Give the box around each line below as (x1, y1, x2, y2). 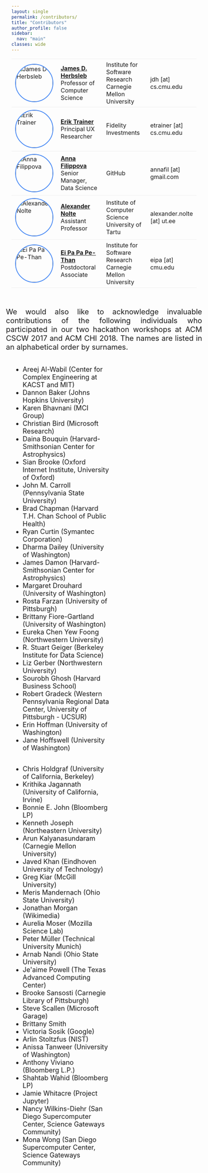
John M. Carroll (22, 481, 71, 489)
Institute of (106, 198, 136, 207)
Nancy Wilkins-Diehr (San (22, 1104, 103, 1113)
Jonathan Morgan (22, 903, 78, 912)
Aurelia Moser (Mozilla (22, 919, 92, 928)
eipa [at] (150, 255, 174, 264)
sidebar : (11, 31, 33, 36)
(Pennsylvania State (22, 489, 85, 497)
